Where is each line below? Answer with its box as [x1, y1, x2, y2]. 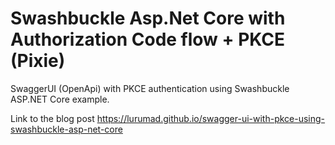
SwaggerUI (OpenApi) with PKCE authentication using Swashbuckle [10, 82, 290, 94]
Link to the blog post [10, 112, 95, 124]
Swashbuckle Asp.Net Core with [10, 7, 286, 30]
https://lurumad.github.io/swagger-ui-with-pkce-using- [96, 112, 326, 124]
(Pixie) [10, 50, 66, 72]
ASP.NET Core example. [10, 93, 110, 105]
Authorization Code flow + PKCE [10, 28, 286, 51]
